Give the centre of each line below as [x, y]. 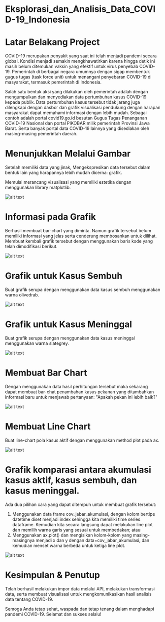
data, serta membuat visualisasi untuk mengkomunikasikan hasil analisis [78, 594]
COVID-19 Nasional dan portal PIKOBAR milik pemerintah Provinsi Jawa [78, 123]
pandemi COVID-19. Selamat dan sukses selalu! [53, 614]
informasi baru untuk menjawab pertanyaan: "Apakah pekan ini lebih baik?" [81, 397]
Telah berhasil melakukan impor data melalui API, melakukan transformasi [80, 588]
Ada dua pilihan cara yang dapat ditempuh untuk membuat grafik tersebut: [81, 504]
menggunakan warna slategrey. [37, 343]
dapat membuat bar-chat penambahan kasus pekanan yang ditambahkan [80, 392]
